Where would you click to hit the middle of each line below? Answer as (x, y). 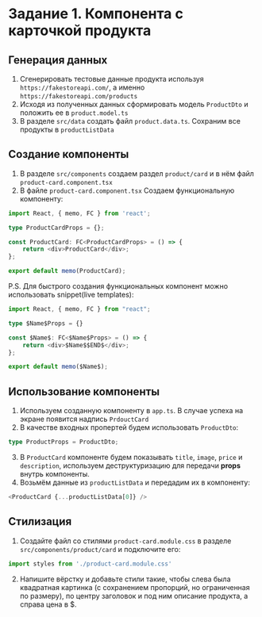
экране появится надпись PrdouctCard (84, 419)
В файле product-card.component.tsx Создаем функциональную (127, 190)
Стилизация (40, 521)
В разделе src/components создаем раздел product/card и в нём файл (137, 173)
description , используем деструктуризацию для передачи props (130, 466)
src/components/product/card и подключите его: (100, 549)
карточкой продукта (80, 31)
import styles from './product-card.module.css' (90, 564)
